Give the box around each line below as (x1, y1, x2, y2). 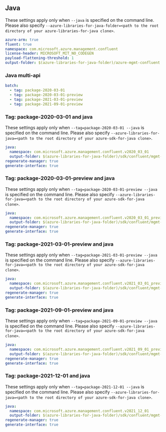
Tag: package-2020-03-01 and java (5, 113, 93, 120)
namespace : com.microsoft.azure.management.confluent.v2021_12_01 (9, 408, 149, 413)
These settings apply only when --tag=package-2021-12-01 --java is (5, 383, 145, 389)
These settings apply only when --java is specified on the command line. (5, 17, 155, 23)
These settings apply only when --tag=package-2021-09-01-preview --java (5, 318, 158, 324)
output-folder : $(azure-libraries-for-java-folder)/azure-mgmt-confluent (5, 60, 161, 65)
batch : (5, 83, 19, 88)
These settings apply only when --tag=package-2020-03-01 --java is (5, 125, 145, 131)
